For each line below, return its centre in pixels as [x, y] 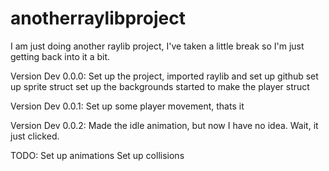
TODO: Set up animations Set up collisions [97, 155]
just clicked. [35, 136]
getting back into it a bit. [60, 56]
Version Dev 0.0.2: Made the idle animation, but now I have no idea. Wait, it [164, 125]
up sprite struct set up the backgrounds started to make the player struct [160, 86]
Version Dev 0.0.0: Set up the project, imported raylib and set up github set [164, 76]
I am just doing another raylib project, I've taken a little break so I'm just [157, 46]
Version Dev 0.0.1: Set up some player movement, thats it [127, 106]
